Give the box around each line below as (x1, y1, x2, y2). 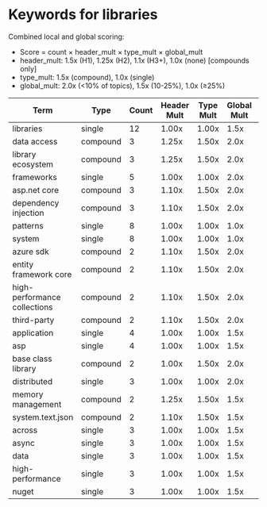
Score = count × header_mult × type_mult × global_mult (19, 47, 203, 56)
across (12, 424, 38, 436)
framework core (12, 268, 72, 279)
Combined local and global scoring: (8, 32, 125, 41)
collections (12, 302, 53, 313)
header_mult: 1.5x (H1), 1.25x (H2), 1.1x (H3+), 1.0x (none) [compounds (19, 56, 250, 65)
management (12, 398, 62, 409)
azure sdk (12, 246, 49, 257)
